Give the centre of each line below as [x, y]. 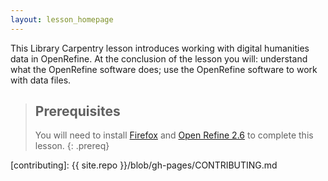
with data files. [41, 80]
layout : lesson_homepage [62, 19]
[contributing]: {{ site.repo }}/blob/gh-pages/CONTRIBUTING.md [144, 165]
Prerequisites [77, 111]
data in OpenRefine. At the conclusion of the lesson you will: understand [159, 58]
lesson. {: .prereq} [72, 146]
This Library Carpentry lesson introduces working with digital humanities [160, 48]
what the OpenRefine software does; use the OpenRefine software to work [164, 69]
